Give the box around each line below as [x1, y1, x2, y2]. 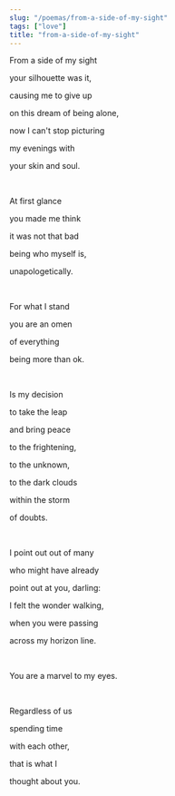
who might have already [9, 565, 100, 576]
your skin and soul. [9, 161, 81, 172]
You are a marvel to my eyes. [9, 671, 118, 682]
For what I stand [9, 301, 70, 312]
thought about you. [9, 776, 81, 787]
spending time [9, 723, 63, 734]
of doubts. [9, 512, 48, 523]
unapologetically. [9, 266, 74, 277]
